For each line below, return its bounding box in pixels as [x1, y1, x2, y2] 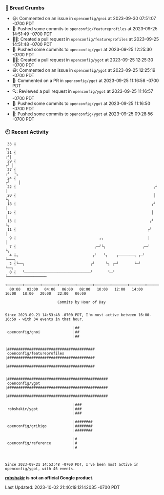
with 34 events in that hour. [22, 317, 84, 322]
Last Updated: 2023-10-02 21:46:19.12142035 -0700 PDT [5, 484, 120, 490]
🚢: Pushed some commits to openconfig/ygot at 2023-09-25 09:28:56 [12, 111, 153, 117]
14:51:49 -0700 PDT [12, 31, 53, 37]
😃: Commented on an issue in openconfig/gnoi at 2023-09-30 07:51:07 [12, 16, 156, 21]
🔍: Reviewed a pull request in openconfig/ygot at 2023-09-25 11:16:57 [12, 88, 154, 94]
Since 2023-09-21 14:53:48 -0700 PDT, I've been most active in [5, 462, 139, 467]
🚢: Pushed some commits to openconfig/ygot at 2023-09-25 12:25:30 [12, 46, 152, 53]
